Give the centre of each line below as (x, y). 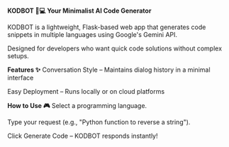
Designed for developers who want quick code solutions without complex (114, 48)
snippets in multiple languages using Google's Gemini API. (93, 34)
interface (21, 78)
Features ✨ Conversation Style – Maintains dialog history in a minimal (109, 70)
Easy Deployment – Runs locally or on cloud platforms (86, 91)
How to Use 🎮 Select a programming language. (77, 105)
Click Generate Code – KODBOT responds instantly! (83, 136)
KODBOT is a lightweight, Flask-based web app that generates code (107, 27)
